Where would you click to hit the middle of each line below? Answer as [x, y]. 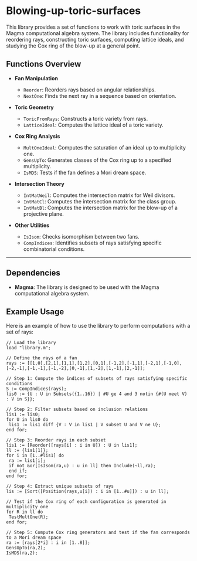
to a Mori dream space [34, 538]
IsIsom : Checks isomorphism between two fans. [81, 236]
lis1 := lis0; [23, 414]
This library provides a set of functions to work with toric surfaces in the [93, 27]
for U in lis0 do [27, 420]
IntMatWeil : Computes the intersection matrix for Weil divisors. [99, 195]
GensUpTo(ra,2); [26, 548]
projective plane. [44, 214]
